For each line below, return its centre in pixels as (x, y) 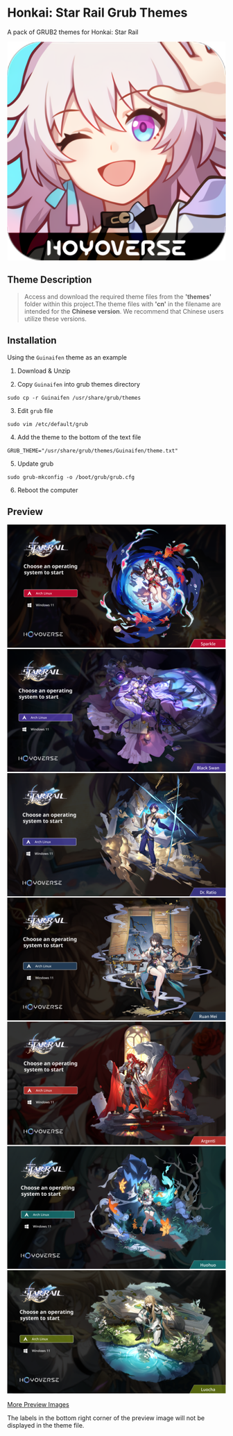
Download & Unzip (44, 371)
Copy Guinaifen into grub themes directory (79, 384)
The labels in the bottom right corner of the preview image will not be (106, 1418)
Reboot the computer (48, 490)
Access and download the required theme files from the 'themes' (118, 296)
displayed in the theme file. (46, 1425)
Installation (32, 340)
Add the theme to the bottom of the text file (79, 437)
